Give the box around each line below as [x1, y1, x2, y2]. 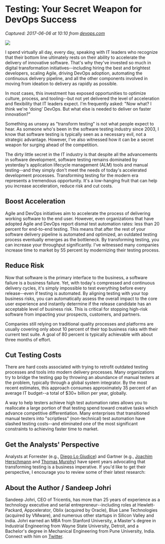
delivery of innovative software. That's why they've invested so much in [5, 59, 152, 65]
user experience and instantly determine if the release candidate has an [5, 300, 152, 307]
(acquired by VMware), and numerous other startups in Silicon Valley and [5, 512, 154, 518]
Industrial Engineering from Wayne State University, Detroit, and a [5, 523, 139, 529]
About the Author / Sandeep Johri [5, 483, 111, 492]
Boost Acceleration [5, 197, 66, 206]
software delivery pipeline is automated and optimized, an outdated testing [5, 231, 158, 237]
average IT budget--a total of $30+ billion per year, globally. [5, 390, 127, 396]
